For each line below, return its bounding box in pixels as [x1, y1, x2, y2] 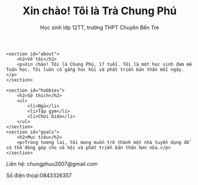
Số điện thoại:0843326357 [6, 171, 72, 179]
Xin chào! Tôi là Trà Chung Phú [23, 4, 177, 18]
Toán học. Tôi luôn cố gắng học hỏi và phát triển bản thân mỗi [6, 67, 168, 73]
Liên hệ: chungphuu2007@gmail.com [6, 160, 98, 167]
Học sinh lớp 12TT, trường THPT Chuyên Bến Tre [40, 24, 159, 31]
